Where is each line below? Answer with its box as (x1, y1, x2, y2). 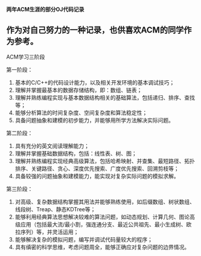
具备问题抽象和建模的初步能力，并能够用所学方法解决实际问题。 (14, 117, 174, 124)
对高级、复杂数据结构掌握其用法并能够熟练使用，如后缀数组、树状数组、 (14, 198, 195, 205)
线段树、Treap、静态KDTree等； (14, 206, 96, 213)
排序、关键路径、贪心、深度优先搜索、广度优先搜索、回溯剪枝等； (14, 165, 179, 172)
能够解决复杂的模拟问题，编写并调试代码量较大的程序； (14, 236, 153, 243)
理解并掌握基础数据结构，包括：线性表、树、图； (14, 150, 137, 157)
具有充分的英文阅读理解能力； (14, 142, 89, 150)
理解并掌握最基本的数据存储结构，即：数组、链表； (14, 86, 142, 94)
